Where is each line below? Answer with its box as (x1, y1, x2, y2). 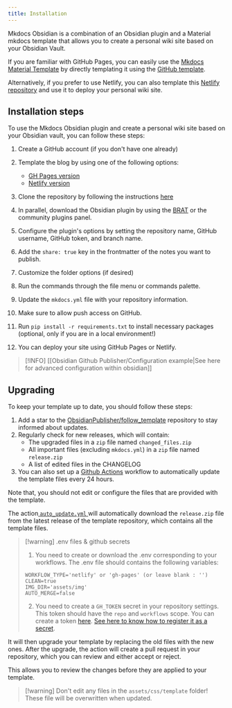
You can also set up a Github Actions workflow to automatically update (17, 468, 220, 476)
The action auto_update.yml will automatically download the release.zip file (8, 509, 224, 518)
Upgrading (8, 384, 55, 396)
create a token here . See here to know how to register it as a (35, 617, 208, 625)
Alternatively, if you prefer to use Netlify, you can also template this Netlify (8, 78, 220, 87)
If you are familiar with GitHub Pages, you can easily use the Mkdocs (8, 57, 204, 66)
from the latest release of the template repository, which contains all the (8, 516, 213, 525)
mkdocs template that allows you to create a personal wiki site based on (8, 36, 214, 45)
